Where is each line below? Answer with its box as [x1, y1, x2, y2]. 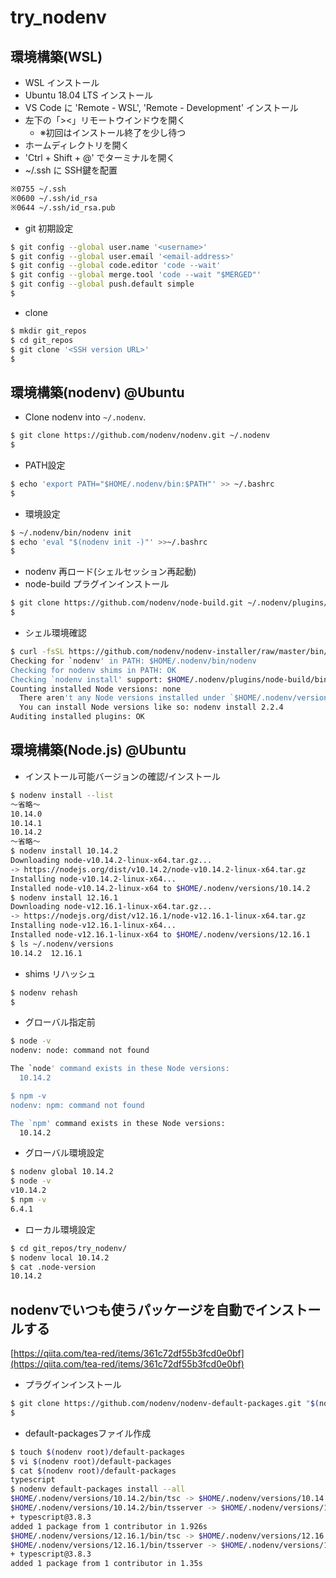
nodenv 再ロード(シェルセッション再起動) [24, 566, 197, 578]
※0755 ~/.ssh [10, 184, 67, 194]
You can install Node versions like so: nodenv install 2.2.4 [19, 702, 284, 713]
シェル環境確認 [24, 627, 87, 639]
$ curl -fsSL [10, 647, 65, 657]
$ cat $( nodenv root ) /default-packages [10, 1466, 177, 1476]
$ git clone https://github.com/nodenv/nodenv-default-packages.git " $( [10, 1399, 320, 1409]
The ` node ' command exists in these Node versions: [10, 1064, 230, 1074]
